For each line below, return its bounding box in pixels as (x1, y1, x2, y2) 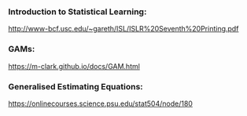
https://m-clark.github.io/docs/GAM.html (8, 61, 140, 71)
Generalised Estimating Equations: (8, 81, 143, 92)
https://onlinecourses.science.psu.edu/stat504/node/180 (8, 99, 193, 108)
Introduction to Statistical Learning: (8, 6, 147, 17)
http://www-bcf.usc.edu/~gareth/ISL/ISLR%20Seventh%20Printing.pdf (8, 24, 239, 34)
